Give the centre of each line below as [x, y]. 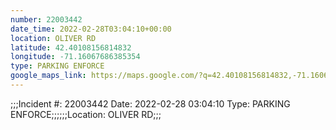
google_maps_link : [48, 76]
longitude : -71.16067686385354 [75, 57]
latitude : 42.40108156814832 [71, 47]
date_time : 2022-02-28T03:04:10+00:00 [91, 29]
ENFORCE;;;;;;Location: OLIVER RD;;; [86, 114]
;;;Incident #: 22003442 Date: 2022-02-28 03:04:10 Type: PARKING [150, 103]
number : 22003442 [46, 19]
